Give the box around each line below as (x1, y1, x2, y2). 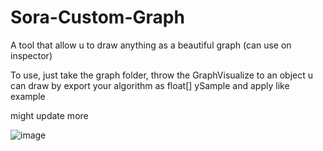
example (10, 90, 46, 102)
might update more (10, 109, 89, 121)
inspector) (10, 49, 53, 61)
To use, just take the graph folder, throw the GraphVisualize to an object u (10, 69, 314, 81)
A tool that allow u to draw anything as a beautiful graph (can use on (10, 39, 292, 51)
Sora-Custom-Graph (10, 6, 185, 29)
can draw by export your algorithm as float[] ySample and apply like (10, 79, 290, 91)
